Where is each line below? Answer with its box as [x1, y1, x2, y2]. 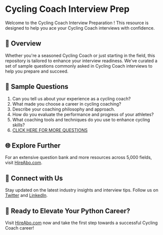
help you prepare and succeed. [5, 68, 69, 74]
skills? [12, 122, 25, 128]
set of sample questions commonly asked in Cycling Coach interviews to [5, 63, 153, 69]
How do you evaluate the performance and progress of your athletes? [12, 111, 154, 117]
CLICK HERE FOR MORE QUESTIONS [12, 127, 88, 133]
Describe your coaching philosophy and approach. [12, 106, 115, 112]
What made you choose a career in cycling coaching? [12, 101, 122, 107]
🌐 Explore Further [5, 141, 61, 150]
